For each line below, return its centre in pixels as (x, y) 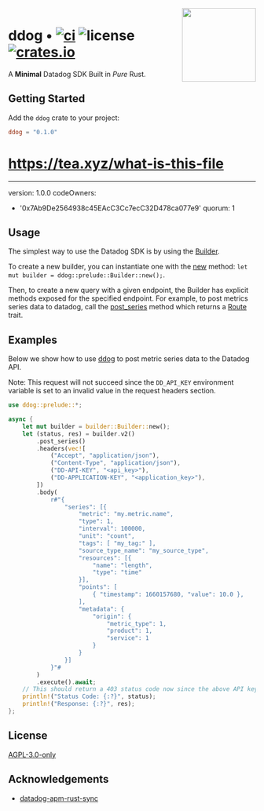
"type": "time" (117, 572)
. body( (47, 492)
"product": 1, (130, 631)
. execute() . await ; (66, 682)
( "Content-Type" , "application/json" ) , (115, 463)
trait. (16, 315)
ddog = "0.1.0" (33, 132)
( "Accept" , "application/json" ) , (104, 456)
